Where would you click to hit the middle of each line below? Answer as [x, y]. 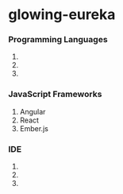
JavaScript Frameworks [55, 95]
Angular [33, 111]
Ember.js [34, 128]
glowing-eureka [62, 15]
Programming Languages [58, 40]
